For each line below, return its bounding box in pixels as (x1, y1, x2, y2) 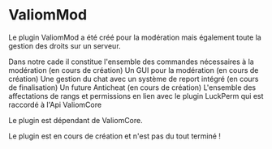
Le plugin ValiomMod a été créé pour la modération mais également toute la (8, 32, 261, 42)
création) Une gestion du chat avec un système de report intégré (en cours (8, 74, 259, 83)
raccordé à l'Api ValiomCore (8, 100, 102, 109)
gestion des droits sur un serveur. (8, 40, 121, 50)
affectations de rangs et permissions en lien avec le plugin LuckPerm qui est (8, 91, 264, 100)
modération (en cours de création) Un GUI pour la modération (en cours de (8, 65, 259, 74)
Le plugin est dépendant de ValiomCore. (8, 115, 144, 125)
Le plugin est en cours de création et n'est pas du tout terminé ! (8, 131, 222, 141)
